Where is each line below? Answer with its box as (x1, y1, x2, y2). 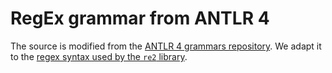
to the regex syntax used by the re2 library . (10, 50, 188, 62)
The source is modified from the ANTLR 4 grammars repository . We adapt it (10, 40, 322, 52)
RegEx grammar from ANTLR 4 (10, 7, 270, 30)
